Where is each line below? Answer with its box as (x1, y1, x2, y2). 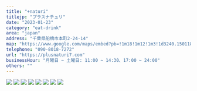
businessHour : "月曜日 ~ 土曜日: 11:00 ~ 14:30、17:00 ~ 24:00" (6, 57, 160, 63)
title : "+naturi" (6, 8, 49, 15)
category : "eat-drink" (6, 24, 62, 31)
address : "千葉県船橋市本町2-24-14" (6, 36, 89, 41)
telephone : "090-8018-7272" (6, 47, 75, 52)
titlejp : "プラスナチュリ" (6, 14, 66, 20)
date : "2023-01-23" (6, 19, 54, 25)
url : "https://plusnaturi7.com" (6, 52, 85, 58)
